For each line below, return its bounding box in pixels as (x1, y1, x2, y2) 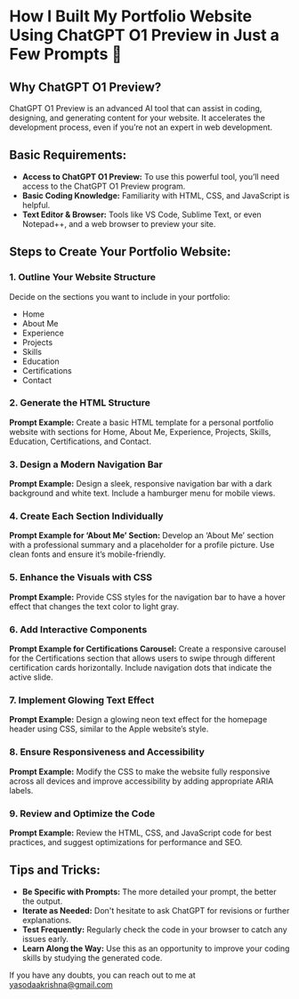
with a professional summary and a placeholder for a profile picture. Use (9, 540, 275, 551)
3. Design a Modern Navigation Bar (9, 458, 163, 471)
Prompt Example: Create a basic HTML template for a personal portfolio (9, 416, 274, 428)
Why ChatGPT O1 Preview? (9, 79, 162, 94)
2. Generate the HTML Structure (9, 397, 151, 409)
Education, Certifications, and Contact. (9, 436, 151, 447)
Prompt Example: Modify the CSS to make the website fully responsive (9, 766, 271, 777)
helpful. (21, 199, 51, 210)
